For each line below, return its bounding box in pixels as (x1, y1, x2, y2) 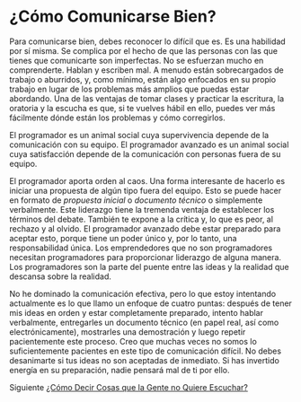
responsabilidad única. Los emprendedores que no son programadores (9, 242, 272, 253)
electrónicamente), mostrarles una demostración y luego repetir (9, 326, 246, 337)
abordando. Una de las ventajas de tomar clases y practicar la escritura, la (9, 92, 285, 104)
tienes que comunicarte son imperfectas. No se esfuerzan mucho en (9, 55, 264, 66)
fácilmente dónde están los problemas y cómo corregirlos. (9, 112, 226, 123)
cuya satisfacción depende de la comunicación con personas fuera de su (9, 148, 281, 159)
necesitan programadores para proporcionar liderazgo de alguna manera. (9, 251, 281, 262)
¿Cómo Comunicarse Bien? (9, 6, 217, 27)
